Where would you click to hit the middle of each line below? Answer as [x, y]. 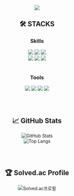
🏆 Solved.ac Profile [37, 173]
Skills [37, 41]
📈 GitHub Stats [37, 121]
